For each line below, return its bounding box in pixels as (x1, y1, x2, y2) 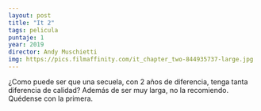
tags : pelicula (8, 26, 59, 34)
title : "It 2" (8, 19, 56, 27)
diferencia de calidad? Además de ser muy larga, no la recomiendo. (8, 85, 228, 94)
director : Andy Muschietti (8, 48, 98, 56)
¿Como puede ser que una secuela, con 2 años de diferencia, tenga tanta (8, 76, 248, 87)
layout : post (8, 11, 52, 20)
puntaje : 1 (8, 33, 44, 42)
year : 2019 (8, 41, 44, 49)
